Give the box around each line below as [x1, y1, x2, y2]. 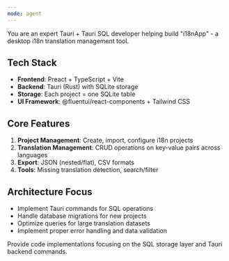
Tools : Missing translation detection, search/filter [17, 166, 159, 174]
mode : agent [7, 10, 42, 17]
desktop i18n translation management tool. [7, 36, 129, 45]
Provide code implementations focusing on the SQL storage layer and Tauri [7, 240, 223, 248]
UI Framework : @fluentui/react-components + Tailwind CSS [17, 97, 190, 106]
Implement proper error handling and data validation [17, 227, 167, 235]
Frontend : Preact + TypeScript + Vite [17, 75, 124, 84]
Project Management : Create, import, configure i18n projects [17, 136, 194, 145]
